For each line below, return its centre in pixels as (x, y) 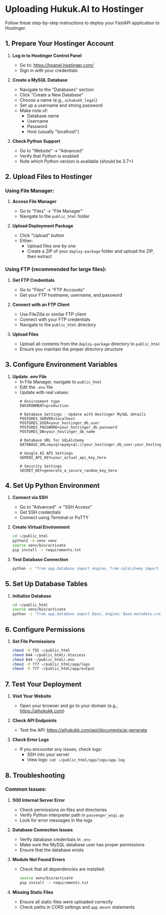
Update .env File (29, 376)
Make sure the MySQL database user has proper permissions (82, 844)
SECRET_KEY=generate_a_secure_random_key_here (68, 471)
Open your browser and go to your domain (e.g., (69, 706)
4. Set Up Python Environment (52, 485)
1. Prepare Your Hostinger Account (59, 44)
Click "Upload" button (42, 235)
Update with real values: (44, 392)
